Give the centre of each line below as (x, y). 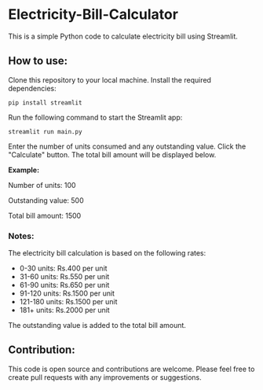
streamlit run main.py (45, 131)
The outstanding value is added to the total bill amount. (97, 326)
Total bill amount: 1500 (45, 215)
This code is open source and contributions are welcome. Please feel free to (131, 369)
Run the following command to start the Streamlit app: (95, 117)
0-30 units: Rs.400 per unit (63, 268)
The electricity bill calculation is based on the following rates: (107, 253)
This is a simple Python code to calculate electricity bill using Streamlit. (123, 36)
